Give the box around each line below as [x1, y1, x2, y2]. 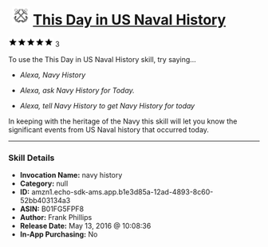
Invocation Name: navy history [19, 171, 123, 180]
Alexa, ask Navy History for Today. [19, 85, 136, 95]
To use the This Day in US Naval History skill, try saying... [8, 54, 197, 64]
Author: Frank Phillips [19, 213, 93, 222]
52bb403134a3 [19, 196, 71, 206]
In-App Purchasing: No [19, 229, 98, 239]
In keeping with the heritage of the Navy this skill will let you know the [8, 116, 238, 126]
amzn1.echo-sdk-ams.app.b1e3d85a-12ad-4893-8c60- [31, 187, 214, 197]
